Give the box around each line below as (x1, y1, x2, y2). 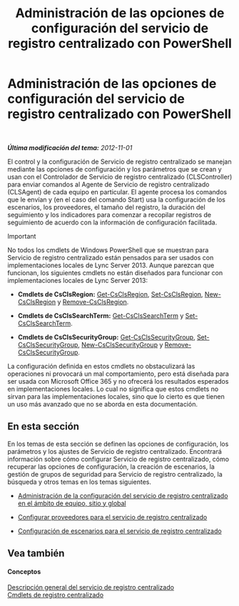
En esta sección (7, 420, 80, 433)
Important (7, 232, 36, 240)
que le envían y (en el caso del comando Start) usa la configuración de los (7, 195, 226, 204)
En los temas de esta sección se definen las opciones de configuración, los (7, 439, 229, 448)
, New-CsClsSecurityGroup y (78, 340, 163, 349)
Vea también (7, 547, 65, 560)
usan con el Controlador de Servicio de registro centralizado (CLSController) (7, 172, 233, 181)
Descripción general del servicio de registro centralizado (7, 583, 175, 592)
